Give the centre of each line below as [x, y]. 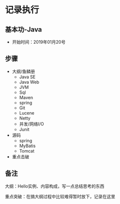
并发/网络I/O [32, 124]
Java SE [27, 77]
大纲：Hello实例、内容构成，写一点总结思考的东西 [55, 186]
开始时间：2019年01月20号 [39, 42]
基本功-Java [23, 29]
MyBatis [27, 146]
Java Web [29, 82]
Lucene [27, 113]
